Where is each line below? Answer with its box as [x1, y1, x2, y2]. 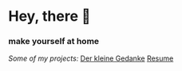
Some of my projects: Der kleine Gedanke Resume [8, 53, 174, 63]
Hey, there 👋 [8, 7, 91, 26]
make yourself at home [8, 36, 100, 47]
